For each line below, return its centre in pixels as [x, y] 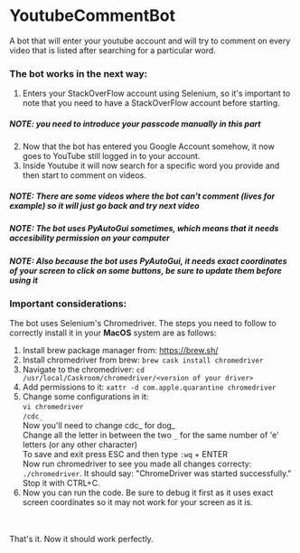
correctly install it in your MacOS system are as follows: [113, 333]
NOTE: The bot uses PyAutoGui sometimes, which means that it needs [144, 229]
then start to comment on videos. [84, 175]
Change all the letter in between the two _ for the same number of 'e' [151, 436]
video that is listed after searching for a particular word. [113, 50]
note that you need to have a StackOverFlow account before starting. [151, 103]
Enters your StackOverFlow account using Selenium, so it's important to [156, 94]
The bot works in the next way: [79, 73]
